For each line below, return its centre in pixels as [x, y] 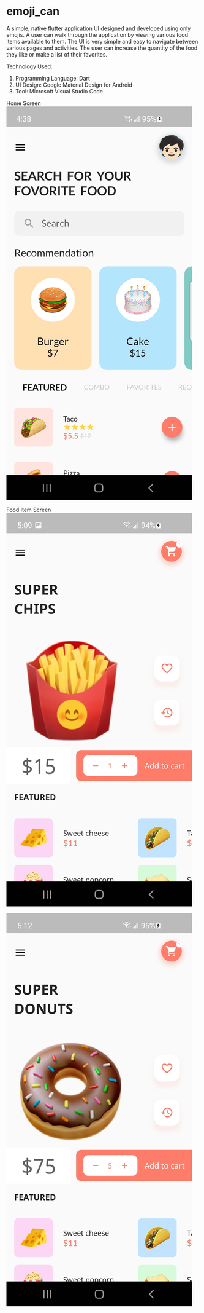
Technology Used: [29, 66]
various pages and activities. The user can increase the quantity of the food [102, 48]
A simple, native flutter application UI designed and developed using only [99, 28]
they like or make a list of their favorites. [57, 54]
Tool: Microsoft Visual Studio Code [59, 91]
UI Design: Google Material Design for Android [74, 85]
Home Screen [24, 103]
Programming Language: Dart [53, 78]
